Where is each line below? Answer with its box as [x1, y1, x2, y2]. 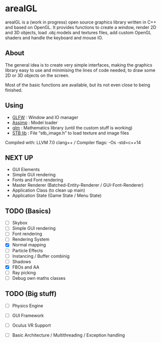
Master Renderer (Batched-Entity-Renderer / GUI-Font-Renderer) [12, 182, 144, 188]
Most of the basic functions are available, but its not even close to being [5, 82, 151, 88]
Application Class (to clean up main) [12, 187, 86, 194]
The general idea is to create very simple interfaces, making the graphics [5, 62, 153, 68]
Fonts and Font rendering [12, 177, 64, 183]
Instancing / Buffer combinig [12, 253, 70, 259]
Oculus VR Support [12, 322, 51, 328]
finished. [5, 87, 23, 93]
